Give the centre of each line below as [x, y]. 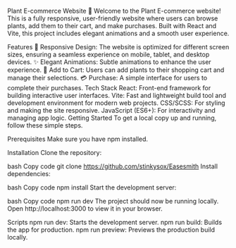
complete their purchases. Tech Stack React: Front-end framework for [109, 88]
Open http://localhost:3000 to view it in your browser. [85, 209]
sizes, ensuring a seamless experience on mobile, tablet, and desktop [108, 54]
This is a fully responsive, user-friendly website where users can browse [113, 18]
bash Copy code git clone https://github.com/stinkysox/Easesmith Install [113, 166]
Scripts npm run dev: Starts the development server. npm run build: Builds [115, 222]
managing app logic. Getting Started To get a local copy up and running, [112, 118]
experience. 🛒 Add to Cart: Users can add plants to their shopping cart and [116, 70]
